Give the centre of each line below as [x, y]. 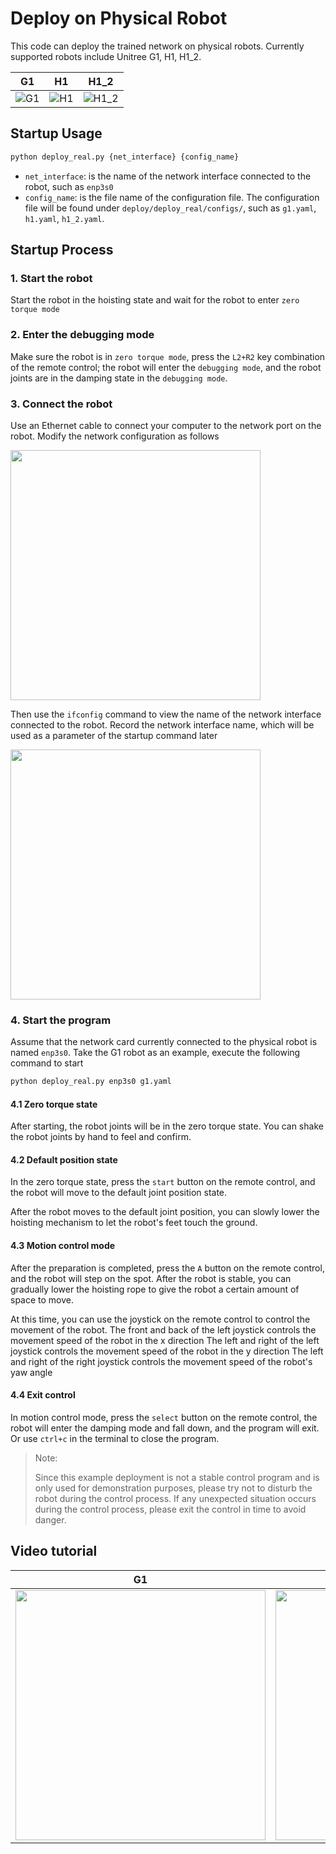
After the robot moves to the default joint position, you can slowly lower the [165, 1212]
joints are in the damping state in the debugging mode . [119, 378]
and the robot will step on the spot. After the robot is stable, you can [151, 1278]
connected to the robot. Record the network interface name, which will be [162, 724]
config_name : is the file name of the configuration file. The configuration [172, 197]
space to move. [42, 1299]
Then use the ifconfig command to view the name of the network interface [166, 714]
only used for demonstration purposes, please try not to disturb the [173, 1488]
